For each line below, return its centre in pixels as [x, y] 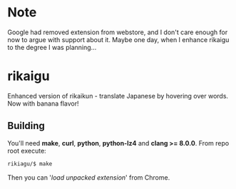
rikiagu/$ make [30, 164]
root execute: [27, 150]
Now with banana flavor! [43, 103]
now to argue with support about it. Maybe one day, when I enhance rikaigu [118, 39]
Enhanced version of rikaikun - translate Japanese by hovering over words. [118, 96]
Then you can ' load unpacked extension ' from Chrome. [89, 177]
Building [26, 126]
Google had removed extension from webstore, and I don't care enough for [118, 32]
